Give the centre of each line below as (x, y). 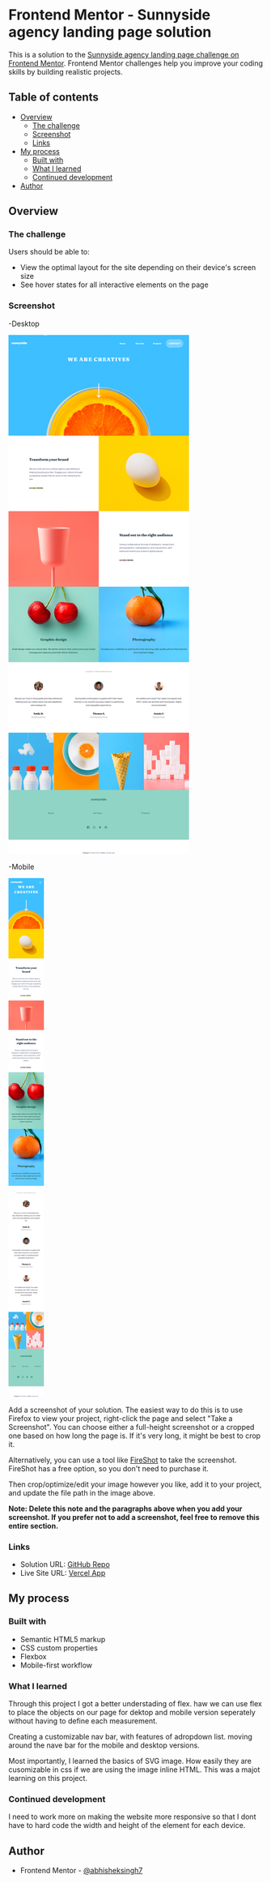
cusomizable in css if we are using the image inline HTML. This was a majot (134, 1770)
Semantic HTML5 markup (63, 1639)
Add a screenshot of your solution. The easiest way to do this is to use (126, 1410)
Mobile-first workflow (56, 1665)
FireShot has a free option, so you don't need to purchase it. (108, 1468)
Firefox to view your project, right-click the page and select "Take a (121, 1418)
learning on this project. (48, 1778)
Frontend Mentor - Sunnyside (110, 15)
